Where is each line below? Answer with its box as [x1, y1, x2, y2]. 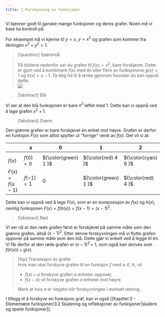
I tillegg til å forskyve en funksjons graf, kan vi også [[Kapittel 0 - [5, 295, 136, 301]
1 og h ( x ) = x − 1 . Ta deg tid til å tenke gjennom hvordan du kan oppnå [17, 72, 159, 78]
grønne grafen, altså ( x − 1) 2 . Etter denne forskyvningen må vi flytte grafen [5, 229, 156, 236]
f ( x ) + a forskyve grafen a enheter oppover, [24, 271, 113, 277]
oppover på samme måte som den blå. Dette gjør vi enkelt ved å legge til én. [5, 236, 160, 242]
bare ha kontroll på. [5, 25, 45, 32]
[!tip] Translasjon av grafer [17, 256, 71, 262]
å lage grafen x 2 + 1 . [5, 107, 46, 114]
